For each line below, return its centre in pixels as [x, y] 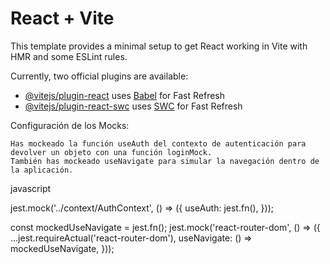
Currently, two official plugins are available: [99, 76]
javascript [31, 188]
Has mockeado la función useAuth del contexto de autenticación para [158, 143]
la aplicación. [42, 170]
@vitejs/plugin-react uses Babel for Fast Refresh [125, 95]
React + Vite [62, 18]
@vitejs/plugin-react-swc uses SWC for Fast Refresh [133, 106]
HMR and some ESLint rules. [69, 56]
